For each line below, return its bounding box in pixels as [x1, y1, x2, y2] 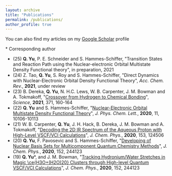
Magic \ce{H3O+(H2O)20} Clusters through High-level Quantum [12, 160, 149, 166]
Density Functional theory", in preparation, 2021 [12, 67, 114, 73]
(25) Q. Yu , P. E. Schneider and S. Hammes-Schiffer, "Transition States [12, 56, 163, 62]
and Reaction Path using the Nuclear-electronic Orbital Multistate [12, 61, 151, 67]
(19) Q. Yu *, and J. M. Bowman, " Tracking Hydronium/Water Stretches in [12, 154, 165, 160]
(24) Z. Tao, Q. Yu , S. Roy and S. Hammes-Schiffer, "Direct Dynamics [12, 72, 159, 79]
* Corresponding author [5, 46, 56, 52]
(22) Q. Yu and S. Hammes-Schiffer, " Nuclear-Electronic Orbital [12, 105, 147, 111]
